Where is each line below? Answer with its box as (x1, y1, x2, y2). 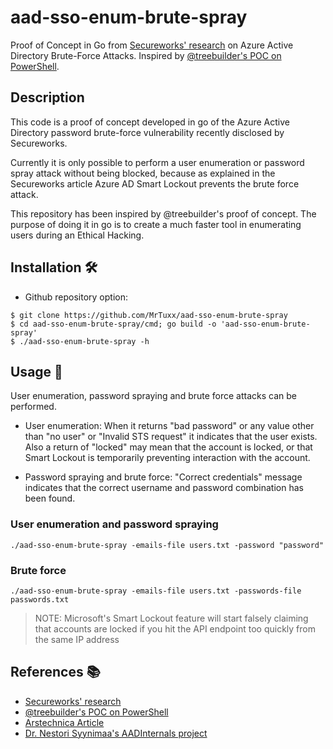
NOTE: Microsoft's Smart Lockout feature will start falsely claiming (34, 612, 309, 624)
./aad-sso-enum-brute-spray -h (19, 336, 150, 346)
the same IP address (34, 633, 120, 645)
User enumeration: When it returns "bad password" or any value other (24, 420, 315, 432)
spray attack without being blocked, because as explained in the (10, 167, 276, 179)
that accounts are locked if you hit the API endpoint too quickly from (34, 622, 316, 635)
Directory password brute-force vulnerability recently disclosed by (10, 126, 285, 138)
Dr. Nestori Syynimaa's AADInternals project (24, 727, 208, 739)
